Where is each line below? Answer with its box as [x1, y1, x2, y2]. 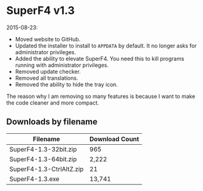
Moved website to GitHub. [15, 35, 81, 43]
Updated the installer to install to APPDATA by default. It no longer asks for [15, 42, 197, 49]
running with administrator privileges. [15, 61, 109, 69]
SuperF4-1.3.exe [9, 175, 60, 183]
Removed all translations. [15, 74, 78, 82]
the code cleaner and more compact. [6, 99, 99, 106]
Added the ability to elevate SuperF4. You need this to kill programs [15, 55, 184, 62]
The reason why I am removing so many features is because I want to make [6, 92, 196, 100]
